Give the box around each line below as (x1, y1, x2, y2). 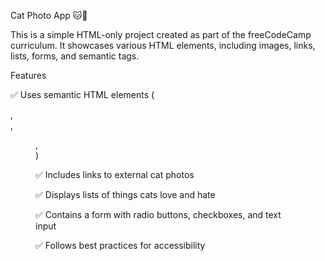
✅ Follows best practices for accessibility (35, 240, 206, 251)
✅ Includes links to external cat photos (35, 169, 195, 180)
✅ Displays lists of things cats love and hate (35, 189, 216, 200)
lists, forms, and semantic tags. (10, 50, 140, 62)
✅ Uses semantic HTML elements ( (10, 89, 155, 100)
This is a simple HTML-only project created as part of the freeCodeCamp (10, 29, 312, 40)
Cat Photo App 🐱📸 (10, 10, 88, 21)
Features (10, 70, 47, 81)
